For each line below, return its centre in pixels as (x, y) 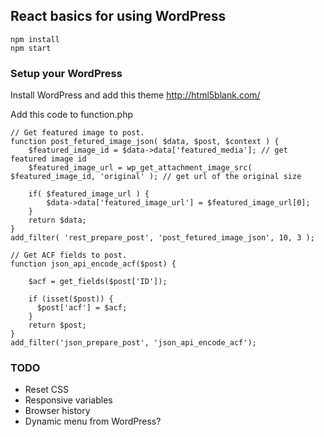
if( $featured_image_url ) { (89, 194)
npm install (35, 39)
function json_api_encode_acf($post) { (93, 264)
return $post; (57, 325)
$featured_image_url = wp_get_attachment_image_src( (140, 168)
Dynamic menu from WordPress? (93, 421)
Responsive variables (68, 400)
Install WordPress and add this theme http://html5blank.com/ (135, 95)
